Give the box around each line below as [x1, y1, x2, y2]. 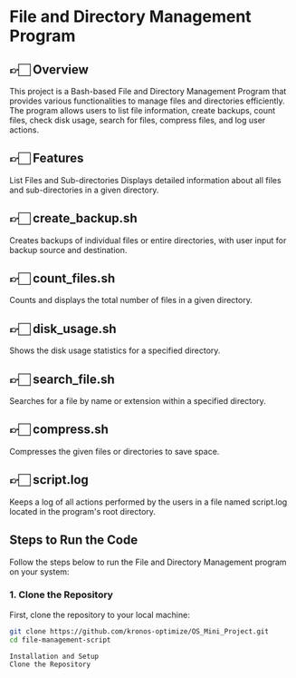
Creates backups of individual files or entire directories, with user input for [9, 234, 287, 246]
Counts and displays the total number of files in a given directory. [9, 295, 253, 306]
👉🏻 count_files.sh [9, 270, 116, 287]
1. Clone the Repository [9, 588, 113, 601]
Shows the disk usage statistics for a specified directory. [9, 345, 221, 356]
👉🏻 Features [9, 151, 84, 166]
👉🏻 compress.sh [9, 422, 109, 437]
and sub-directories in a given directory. [9, 184, 159, 195]
